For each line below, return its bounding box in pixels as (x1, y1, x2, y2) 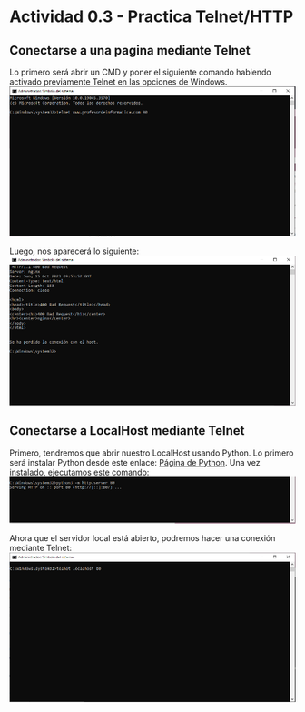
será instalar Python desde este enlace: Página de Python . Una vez (9, 456, 261, 467)
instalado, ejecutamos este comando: (9, 466, 150, 477)
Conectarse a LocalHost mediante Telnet (9, 423, 245, 438)
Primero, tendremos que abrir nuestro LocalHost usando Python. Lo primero (9, 447, 294, 458)
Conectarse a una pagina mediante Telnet (9, 43, 251, 58)
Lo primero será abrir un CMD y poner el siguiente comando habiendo (9, 66, 271, 77)
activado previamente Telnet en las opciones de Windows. (9, 76, 228, 87)
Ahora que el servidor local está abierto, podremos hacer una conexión (9, 532, 276, 543)
